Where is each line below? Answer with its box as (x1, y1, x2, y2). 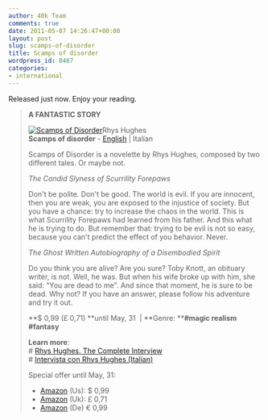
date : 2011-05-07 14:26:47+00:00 (8, 27, 121, 35)
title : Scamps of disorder (8, 49, 99, 57)
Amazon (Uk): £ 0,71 (39, 394, 108, 404)
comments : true (8, 19, 60, 27)
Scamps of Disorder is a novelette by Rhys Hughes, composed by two (27, 149, 260, 159)
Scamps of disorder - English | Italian (27, 134, 153, 143)
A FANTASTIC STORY (27, 110, 101, 119)
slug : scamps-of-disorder (8, 42, 95, 50)
